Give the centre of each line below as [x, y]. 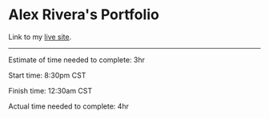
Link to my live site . [40, 37]
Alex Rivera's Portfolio [84, 15]
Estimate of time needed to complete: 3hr [77, 59]
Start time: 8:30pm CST [47, 75]
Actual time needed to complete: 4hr [69, 106]
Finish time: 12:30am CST [50, 90]
